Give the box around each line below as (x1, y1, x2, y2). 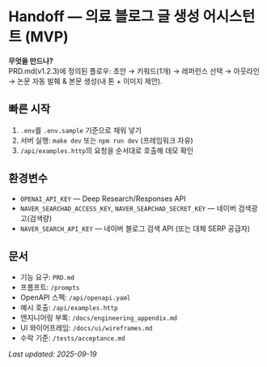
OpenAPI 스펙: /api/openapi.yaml (19, 292, 131, 302)
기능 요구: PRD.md (19, 272, 75, 282)
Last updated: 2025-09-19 (8, 349, 97, 359)
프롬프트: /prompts (19, 283, 80, 292)
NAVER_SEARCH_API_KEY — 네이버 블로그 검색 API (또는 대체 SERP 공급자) (19, 224, 251, 233)
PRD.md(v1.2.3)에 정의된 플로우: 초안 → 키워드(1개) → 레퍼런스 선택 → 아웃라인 (8, 66, 261, 75)
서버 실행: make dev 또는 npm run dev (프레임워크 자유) (19, 135, 194, 145)
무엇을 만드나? (8, 56, 54, 66)
